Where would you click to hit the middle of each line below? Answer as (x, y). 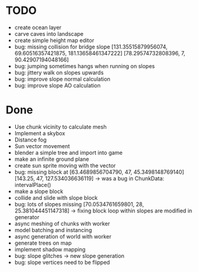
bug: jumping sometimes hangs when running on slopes (85, 66)
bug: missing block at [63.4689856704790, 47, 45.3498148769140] (99, 172)
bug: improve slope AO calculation (57, 85)
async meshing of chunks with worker (62, 223)
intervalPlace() (33, 185)
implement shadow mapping (50, 249)
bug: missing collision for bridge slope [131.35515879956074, (91, 47)
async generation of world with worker (63, 236)
